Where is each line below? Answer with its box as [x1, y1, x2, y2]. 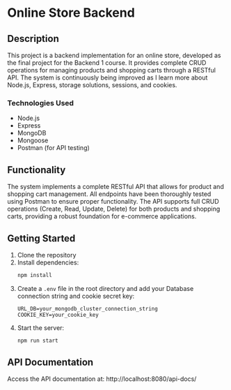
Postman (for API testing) [17, 144, 90, 152]
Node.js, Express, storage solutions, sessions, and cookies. [7, 81, 177, 89]
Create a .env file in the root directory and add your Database [17, 284, 194, 292]
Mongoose [17, 136, 49, 144]
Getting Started [7, 232, 76, 244]
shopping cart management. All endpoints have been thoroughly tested [7, 190, 212, 198]
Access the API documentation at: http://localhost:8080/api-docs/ [7, 375, 197, 383]
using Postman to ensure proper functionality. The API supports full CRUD [7, 197, 219, 206]
